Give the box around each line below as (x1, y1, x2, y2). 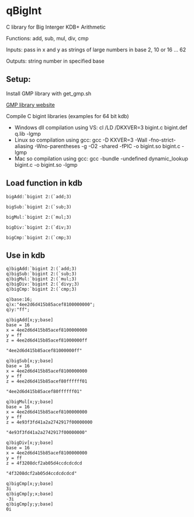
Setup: (6, 74, 31, 84)
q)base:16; (6, 297, 33, 302)
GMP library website (6, 101, 56, 108)
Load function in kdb (6, 178, 83, 188)
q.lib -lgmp (14, 130, 41, 137)
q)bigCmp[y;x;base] (6, 491, 54, 497)
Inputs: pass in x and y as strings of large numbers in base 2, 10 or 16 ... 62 (6, 46, 186, 53)
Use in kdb (6, 250, 46, 260)
